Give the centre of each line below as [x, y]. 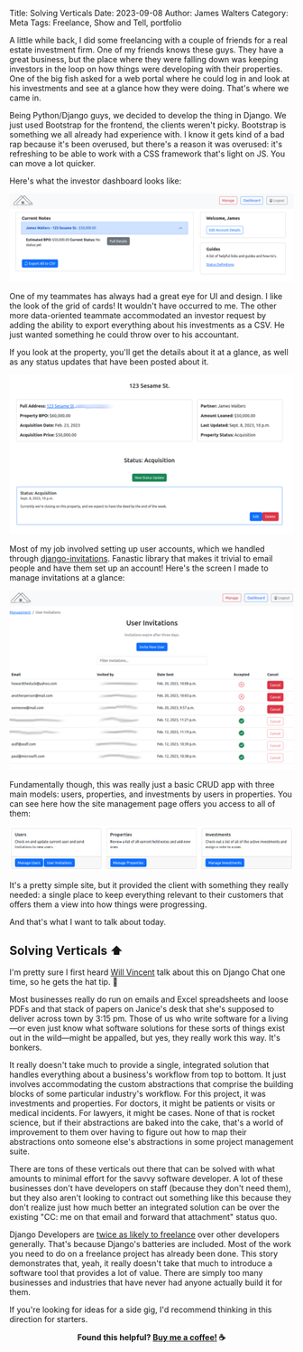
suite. [19, 1151]
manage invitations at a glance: [67, 578]
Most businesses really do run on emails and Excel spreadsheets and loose [149, 999]
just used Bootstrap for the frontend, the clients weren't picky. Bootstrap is [148, 125]
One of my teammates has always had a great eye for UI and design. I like [146, 296]
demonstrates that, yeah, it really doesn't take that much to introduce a [141, 1263]
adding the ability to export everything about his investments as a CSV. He [147, 325]
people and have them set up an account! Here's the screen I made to [139, 568]
